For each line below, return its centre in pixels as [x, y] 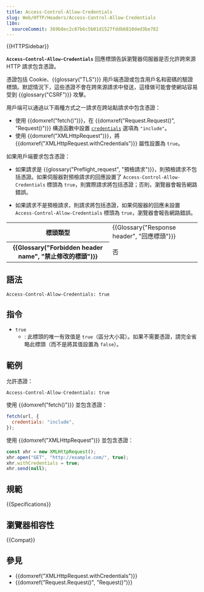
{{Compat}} [21, 540]
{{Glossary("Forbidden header [58, 248]
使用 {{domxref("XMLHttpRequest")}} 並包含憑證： [70, 440]
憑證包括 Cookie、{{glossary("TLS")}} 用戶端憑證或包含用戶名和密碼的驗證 [100, 79]
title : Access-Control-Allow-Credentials [59, 12]
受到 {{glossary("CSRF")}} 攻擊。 [48, 95]
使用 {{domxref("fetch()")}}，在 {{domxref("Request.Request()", [95, 121]
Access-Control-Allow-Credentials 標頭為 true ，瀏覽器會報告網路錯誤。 [105, 213]
